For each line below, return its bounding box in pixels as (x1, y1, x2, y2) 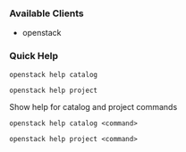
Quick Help (9, 50, 59, 63)
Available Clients (9, 7, 84, 20)
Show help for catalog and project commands (9, 101, 178, 112)
